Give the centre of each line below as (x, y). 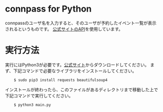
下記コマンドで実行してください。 (39, 96)
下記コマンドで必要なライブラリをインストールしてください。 (75, 71)
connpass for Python (48, 9)
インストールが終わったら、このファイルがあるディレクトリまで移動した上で (81, 89)
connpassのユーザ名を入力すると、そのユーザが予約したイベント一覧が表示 (81, 23)
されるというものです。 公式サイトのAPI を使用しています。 (64, 29)
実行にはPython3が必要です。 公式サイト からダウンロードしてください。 (77, 64)
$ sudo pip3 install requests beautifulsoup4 (61, 80)
